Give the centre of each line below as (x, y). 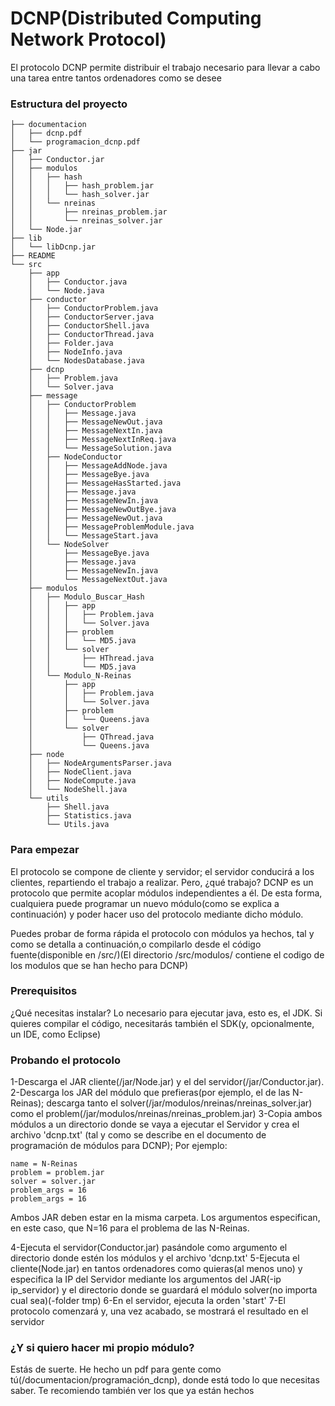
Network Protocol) (88, 39)
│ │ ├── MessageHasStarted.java (105, 483)
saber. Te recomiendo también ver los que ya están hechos (132, 1391)
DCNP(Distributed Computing (136, 18)
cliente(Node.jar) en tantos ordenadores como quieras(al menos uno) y (156, 1269)
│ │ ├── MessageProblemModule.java (111, 527)
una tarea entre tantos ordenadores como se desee (116, 78)
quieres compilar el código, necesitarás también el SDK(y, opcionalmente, (162, 1023)
